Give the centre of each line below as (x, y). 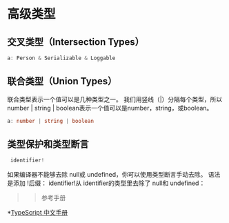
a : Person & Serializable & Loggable (61, 58)
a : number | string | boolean (51, 121)
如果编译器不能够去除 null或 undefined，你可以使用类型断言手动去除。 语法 (114, 175)
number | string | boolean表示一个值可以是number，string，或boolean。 (110, 108)
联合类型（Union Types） (62, 81)
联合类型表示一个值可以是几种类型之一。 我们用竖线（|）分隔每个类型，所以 (115, 99)
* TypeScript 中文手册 (38, 213)
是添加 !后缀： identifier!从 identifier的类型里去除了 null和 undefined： (106, 183)
